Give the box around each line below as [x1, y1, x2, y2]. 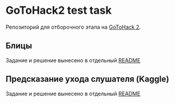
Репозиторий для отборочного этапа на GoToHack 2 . [5, 23, 141, 31]
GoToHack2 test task [5, 4, 112, 17]
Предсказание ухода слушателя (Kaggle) [5, 74, 170, 84]
